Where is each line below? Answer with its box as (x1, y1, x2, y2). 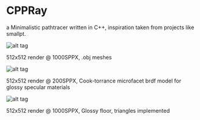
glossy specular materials (6, 83, 70, 91)
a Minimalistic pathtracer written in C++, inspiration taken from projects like (6, 24, 195, 31)
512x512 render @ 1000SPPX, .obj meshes (6, 53, 112, 61)
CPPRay (6, 4, 47, 18)
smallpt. (6, 30, 26, 37)
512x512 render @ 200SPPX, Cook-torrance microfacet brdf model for (6, 77, 182, 84)
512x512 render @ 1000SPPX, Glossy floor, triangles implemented (6, 107, 170, 114)
